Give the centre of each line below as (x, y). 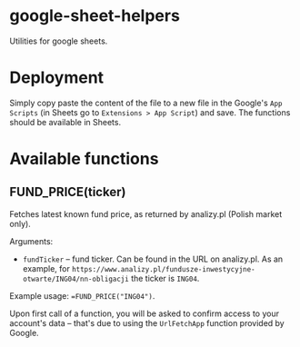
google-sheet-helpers (95, 16)
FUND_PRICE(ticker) (68, 192)
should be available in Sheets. (65, 122)
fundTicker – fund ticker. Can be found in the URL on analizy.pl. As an (153, 259)
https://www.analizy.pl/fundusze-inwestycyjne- (164, 269)
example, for (46, 268)
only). (20, 223)
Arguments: (31, 241)
